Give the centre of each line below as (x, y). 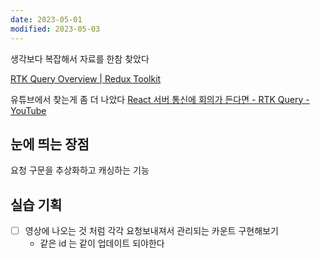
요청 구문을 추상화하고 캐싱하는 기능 (80, 170)
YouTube (28, 110)
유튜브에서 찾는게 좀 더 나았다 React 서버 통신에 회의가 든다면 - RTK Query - (160, 99)
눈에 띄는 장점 (50, 144)
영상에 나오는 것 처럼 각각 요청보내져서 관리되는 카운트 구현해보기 (151, 231)
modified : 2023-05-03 (55, 29)
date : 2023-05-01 (46, 19)
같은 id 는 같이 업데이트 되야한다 (102, 243)
